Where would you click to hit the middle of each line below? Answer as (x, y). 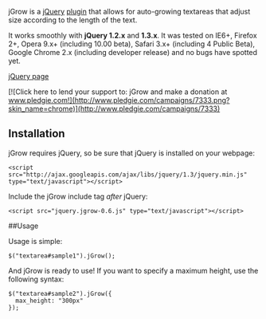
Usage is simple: (35, 241)
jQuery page (29, 76)
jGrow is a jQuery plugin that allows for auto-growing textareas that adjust (129, 12)
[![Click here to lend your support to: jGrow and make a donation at (118, 92)
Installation (37, 134)
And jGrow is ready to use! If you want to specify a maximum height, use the (133, 270)
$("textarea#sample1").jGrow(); (62, 256)
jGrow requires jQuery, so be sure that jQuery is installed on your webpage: (131, 153)
